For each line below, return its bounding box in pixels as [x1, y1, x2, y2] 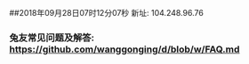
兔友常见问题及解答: [9, 32, 95, 44]
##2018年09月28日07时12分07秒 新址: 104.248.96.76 [9, 8, 205, 18]
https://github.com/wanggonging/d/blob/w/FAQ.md [9, 43, 240, 55]
